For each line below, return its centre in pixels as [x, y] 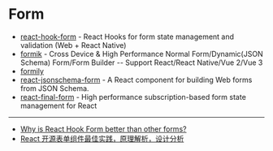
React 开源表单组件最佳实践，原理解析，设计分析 [102, 138]
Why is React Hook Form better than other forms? [103, 129]
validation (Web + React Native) [73, 45]
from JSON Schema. [54, 88]
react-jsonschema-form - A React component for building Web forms [136, 80]
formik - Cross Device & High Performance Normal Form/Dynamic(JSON [141, 54]
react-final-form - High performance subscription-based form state [133, 97]
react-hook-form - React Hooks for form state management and [127, 37]
